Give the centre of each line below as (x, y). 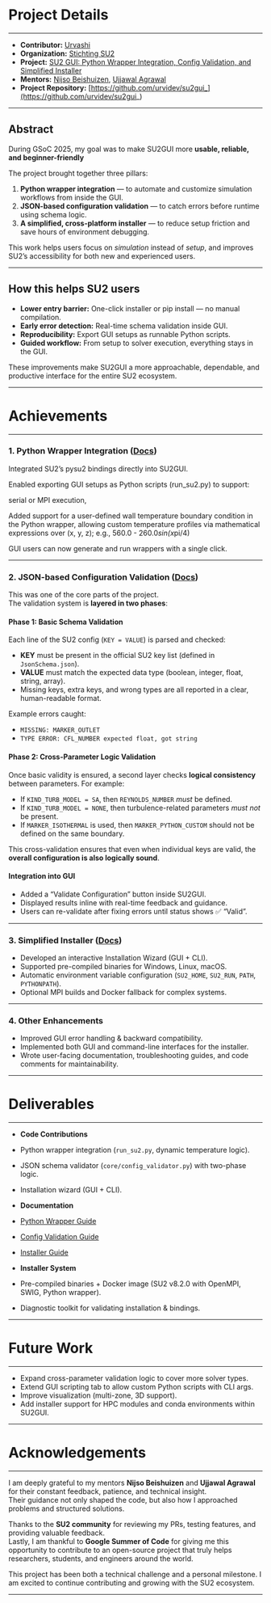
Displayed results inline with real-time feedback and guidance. (124, 902)
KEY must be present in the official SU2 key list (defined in (117, 656)
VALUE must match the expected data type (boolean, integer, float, (131, 673)
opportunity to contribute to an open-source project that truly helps (120, 1550)
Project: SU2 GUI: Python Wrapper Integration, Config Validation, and (135, 61)
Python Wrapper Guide (58, 1221)
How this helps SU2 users (74, 289)
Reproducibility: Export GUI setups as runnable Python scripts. (125, 334)
